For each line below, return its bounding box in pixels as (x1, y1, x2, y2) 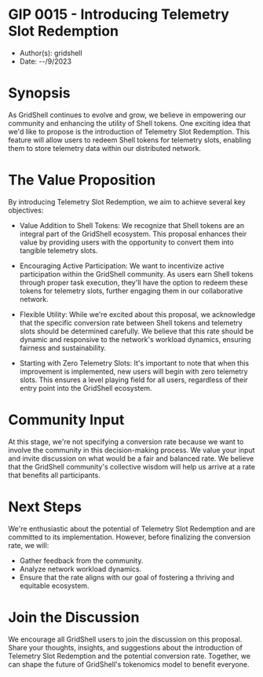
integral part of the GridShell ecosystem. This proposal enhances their (19, 229, 247, 238)
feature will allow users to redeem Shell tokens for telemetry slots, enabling (8, 135, 251, 145)
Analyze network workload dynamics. (19, 564, 142, 573)
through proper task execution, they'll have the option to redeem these (19, 278, 249, 287)
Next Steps (8, 498, 82, 516)
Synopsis (8, 84, 71, 102)
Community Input (8, 411, 125, 429)
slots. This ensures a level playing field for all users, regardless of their (19, 375, 249, 384)
